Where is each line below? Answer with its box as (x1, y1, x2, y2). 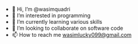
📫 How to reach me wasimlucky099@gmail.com (11, 32, 132, 38)
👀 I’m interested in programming (11, 12, 91, 19)
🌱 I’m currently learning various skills (11, 18, 102, 25)
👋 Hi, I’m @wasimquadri (11, 6, 70, 12)
